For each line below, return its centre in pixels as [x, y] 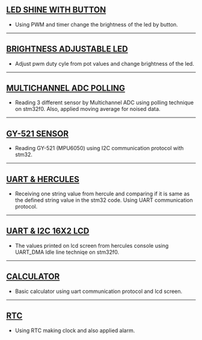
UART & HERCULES [43, 179]
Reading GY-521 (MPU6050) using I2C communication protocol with [99, 148]
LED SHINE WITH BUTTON [56, 10]
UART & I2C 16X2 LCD [48, 231]
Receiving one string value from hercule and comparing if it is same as [102, 194]
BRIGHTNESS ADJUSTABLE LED [67, 49]
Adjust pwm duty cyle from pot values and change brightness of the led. [104, 63]
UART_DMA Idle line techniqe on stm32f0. [67, 252]
